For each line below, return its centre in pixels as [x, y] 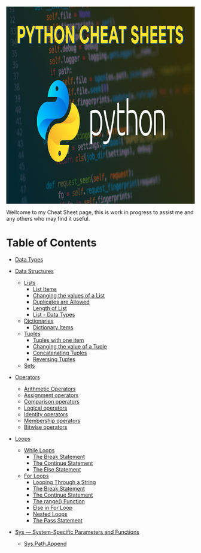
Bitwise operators [45, 427]
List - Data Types [54, 314]
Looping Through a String [64, 482]
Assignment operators [51, 395]
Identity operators [46, 414]
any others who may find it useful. [48, 219]
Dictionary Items [53, 327]
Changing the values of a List [69, 295]
